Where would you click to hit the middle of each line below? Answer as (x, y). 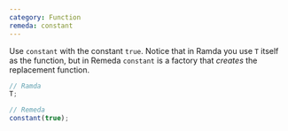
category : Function (45, 17)
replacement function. (50, 69)
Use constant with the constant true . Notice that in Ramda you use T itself (144, 50)
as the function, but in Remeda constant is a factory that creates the (133, 60)
